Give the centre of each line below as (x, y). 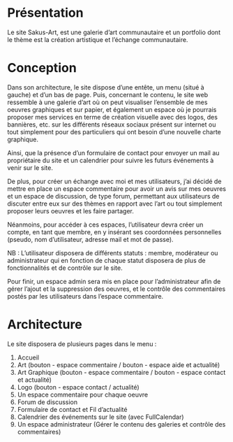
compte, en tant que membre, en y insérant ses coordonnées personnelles (114, 231)
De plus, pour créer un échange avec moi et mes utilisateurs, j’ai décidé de (114, 181)
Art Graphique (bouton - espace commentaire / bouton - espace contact (121, 372)
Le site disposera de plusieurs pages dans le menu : (82, 343)
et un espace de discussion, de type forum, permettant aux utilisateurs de (113, 196)
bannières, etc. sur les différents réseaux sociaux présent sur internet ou (112, 124)
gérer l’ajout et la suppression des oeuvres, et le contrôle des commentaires (116, 289)
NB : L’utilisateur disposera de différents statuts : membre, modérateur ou (113, 252)
